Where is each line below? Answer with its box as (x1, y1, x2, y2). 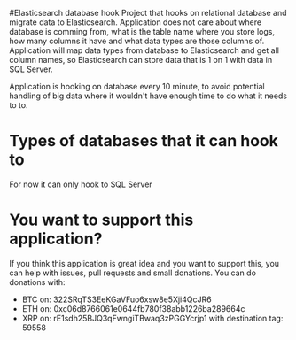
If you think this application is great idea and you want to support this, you (9, 258, 280, 268)
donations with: (9, 276, 66, 287)
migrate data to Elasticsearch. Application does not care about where (9, 17, 262, 27)
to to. (9, 100, 28, 110)
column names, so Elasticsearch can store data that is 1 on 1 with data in (9, 55, 273, 65)
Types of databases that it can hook (9, 131, 279, 151)
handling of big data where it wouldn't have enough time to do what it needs (9, 90, 288, 101)
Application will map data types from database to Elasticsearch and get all (9, 45, 279, 56)
